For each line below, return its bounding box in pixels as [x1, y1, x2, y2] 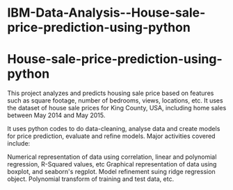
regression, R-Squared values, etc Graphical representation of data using [7, 160, 217, 169]
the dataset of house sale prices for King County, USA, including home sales [7, 104, 227, 112]
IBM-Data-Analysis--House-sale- [7, 5, 206, 21]
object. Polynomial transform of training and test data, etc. [7, 175, 175, 183]
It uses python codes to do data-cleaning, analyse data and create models [7, 125, 220, 133]
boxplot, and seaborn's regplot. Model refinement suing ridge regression [7, 168, 216, 176]
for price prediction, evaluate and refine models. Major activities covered [7, 132, 216, 140]
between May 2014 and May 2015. [7, 111, 106, 119]
